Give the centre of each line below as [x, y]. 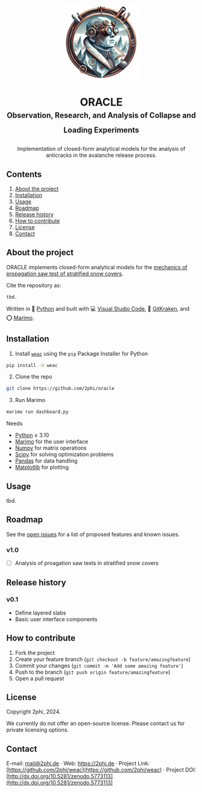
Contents [24, 174]
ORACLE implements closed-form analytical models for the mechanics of [97, 267]
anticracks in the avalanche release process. [101, 155]
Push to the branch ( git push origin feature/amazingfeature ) [93, 672]
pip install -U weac [32, 365]
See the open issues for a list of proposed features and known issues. [93, 534]
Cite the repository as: [34, 285]
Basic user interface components [56, 619]
